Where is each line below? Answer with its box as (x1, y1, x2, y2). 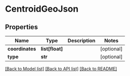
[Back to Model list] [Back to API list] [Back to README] (5, 66, 117, 72)
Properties (5, 23, 38, 31)
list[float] (41, 45, 63, 52)
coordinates (7, 45, 37, 52)
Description (67, 38, 96, 44)
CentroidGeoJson (5, 3, 79, 15)
